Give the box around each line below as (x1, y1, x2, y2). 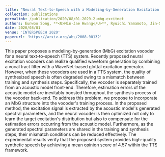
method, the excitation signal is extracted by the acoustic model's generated (5, 105, 160, 111)
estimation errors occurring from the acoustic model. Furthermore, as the (5, 121, 154, 127)
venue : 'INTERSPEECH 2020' (5, 30, 60, 35)
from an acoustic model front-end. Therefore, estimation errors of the (5, 84, 146, 90)
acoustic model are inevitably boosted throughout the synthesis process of (5, 89, 157, 96)
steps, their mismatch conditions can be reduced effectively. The (5, 131, 137, 137)
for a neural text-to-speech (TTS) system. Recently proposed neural (5, 53, 143, 59)
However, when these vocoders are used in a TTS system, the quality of (5, 69, 151, 75)
